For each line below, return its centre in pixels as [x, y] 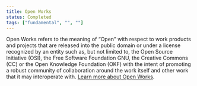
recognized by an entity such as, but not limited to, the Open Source [90, 52]
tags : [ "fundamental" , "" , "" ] [45, 22]
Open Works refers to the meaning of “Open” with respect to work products [99, 39]
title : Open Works [29, 11]
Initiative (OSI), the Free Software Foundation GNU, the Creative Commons [97, 58]
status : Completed [29, 17]
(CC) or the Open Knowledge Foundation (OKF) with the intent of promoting [99, 64]
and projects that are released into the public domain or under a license [93, 45]
